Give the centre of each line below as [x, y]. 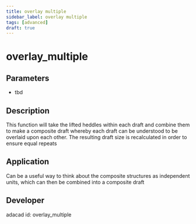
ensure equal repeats [32, 143]
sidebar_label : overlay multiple [47, 17]
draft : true [20, 28]
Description [28, 111]
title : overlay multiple [36, 11]
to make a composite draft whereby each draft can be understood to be [92, 131]
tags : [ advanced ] [27, 22]
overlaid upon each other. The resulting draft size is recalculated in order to [97, 137]
